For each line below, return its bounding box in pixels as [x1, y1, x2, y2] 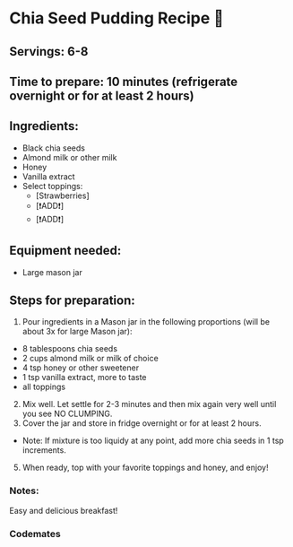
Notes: [9, 484, 39, 497]
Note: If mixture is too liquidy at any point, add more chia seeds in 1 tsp [22, 435, 284, 447]
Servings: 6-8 [9, 44, 89, 59]
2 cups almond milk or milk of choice [22, 353, 159, 364]
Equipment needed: [9, 243, 122, 258]
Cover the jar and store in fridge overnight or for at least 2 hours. [22, 418, 262, 429]
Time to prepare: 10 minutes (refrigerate [9, 74, 238, 89]
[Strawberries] [35, 190, 90, 201]
